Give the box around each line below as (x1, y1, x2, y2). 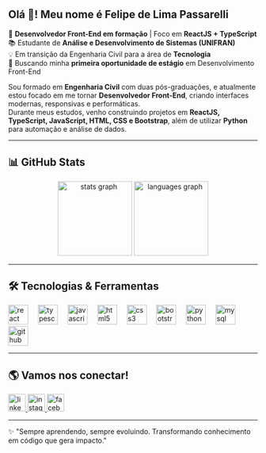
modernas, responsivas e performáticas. (8, 98, 141, 108)
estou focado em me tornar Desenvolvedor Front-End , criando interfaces (8, 90, 249, 100)
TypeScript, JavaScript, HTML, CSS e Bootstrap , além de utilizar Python (8, 116, 248, 125)
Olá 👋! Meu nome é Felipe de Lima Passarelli (8, 8, 229, 21)
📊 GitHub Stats (8, 155, 85, 169)
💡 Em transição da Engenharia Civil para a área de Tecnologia (8, 49, 211, 59)
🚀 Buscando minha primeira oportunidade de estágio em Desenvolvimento (8, 58, 255, 67)
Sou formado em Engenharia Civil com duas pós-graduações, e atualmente (8, 82, 256, 91)
